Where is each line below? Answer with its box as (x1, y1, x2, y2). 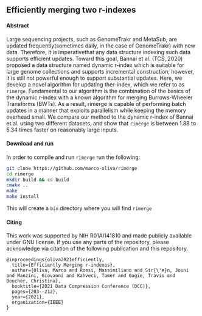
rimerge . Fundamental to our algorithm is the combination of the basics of (6, 87, 190, 94)
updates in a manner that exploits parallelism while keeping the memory (6, 107, 187, 114)
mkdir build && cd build (6, 177, 69, 183)
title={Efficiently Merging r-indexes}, (12, 262, 116, 269)
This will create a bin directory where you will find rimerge (6, 205, 152, 212)
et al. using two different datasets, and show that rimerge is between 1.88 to (6, 119, 197, 127)
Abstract (6, 21, 29, 29)
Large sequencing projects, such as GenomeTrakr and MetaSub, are (6, 35, 178, 43)
